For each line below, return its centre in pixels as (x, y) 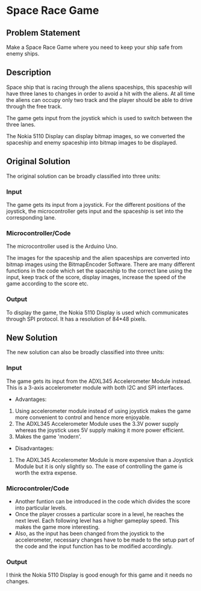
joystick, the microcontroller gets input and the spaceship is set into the (95, 211)
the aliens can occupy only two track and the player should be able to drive (99, 100)
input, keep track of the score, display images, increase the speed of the (96, 277)
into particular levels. (41, 508)
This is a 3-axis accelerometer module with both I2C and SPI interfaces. (95, 387)
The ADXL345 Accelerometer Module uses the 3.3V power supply (97, 423)
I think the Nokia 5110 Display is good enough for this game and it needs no (99, 575)
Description (29, 73)
